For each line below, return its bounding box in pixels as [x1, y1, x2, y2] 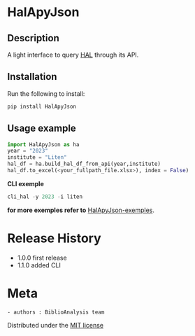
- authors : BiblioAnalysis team [7, 309, 105, 316]
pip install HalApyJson [7, 103, 77, 110]
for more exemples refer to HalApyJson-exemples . [7, 206, 155, 214]
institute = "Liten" [7, 154, 68, 161]
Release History [7, 230, 101, 246]
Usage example [7, 122, 77, 134]
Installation [7, 71, 57, 83]
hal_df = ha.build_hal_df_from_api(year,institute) [7, 160, 161, 168]
